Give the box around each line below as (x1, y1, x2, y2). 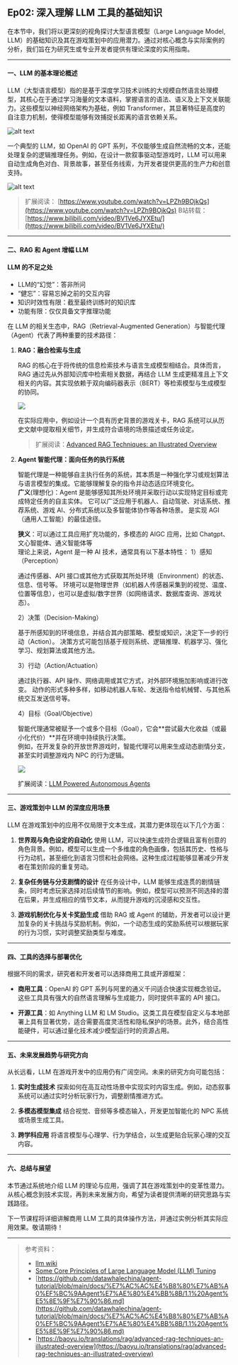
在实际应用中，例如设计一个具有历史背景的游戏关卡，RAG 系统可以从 (17, 416, 219, 424)
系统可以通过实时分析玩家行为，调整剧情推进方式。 (17, 1091, 167, 1100)
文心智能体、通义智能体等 (17, 539, 93, 547)
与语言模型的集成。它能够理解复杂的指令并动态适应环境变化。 (17, 479, 198, 487)
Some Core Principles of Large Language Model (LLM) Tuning (35, 1266, 216, 1275)
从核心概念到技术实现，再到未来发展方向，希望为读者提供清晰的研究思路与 (7, 1189, 225, 1199)
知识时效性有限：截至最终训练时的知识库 (17, 298, 136, 306)
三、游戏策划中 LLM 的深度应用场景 (7, 804, 110, 812)
